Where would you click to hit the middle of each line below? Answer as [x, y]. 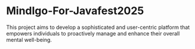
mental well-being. [29, 40]
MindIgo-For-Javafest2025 [75, 11]
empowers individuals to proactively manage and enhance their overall [93, 33]
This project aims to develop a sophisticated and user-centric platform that [98, 27]
